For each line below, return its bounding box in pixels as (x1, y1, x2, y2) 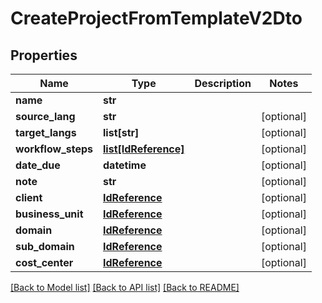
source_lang (15, 110, 76, 123)
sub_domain (15, 240, 75, 253)
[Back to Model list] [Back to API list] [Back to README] (10, 282, 240, 293)
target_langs (15, 126, 77, 139)
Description (194, 77, 252, 90)
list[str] (103, 126, 140, 139)
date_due (15, 158, 61, 172)
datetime (103, 158, 147, 172)
